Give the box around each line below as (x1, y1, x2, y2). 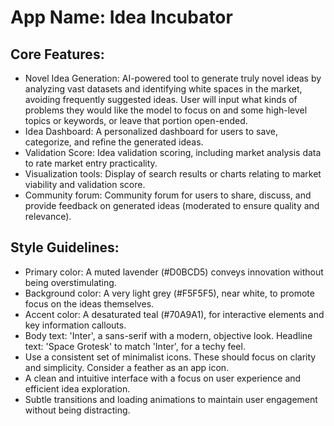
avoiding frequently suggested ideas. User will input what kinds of (24, 94, 298, 105)
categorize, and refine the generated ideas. (24, 136, 204, 148)
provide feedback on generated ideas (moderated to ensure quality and (24, 200, 320, 211)
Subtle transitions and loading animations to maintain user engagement (24, 393, 318, 405)
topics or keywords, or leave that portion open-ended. (24, 115, 248, 126)
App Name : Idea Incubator (10, 6, 233, 29)
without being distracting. (24, 404, 131, 416)
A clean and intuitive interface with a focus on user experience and (24, 372, 302, 384)
